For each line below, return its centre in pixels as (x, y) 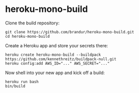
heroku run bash (22, 82)
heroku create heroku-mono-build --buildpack (53, 55)
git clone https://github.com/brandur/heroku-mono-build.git (70, 32)
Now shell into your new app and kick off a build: (55, 73)
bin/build (15, 86)
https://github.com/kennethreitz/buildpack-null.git (61, 59)
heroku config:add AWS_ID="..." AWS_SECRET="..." (58, 63)
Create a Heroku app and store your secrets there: (57, 45)
